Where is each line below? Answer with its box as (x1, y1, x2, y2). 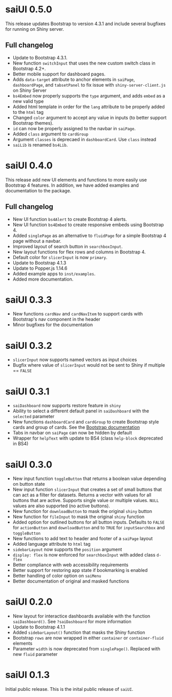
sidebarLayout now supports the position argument (12, 546, 122, 552)
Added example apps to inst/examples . (12, 270, 96, 276)
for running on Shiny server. (5, 26, 64, 32)
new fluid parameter (12, 651, 58, 658)
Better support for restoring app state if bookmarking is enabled (12, 567, 148, 573)
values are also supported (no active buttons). (12, 503, 110, 509)
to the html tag (12, 109, 44, 115)
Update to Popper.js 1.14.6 (12, 265, 68, 271)
